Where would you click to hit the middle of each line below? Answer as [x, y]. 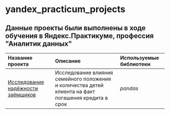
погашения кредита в [81, 98]
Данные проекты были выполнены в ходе [75, 28]
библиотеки [135, 64]
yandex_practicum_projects [65, 9]
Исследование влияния [84, 73]
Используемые [140, 58]
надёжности [23, 88]
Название [20, 58]
